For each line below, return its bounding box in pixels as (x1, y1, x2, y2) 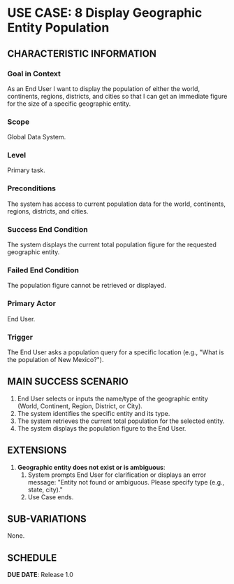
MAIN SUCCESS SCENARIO (7, 376, 129, 388)
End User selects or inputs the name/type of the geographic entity (17, 394, 208, 403)
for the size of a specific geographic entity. (7, 99, 131, 108)
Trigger (7, 332, 34, 342)
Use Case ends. (27, 492, 74, 501)
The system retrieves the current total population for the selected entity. (17, 417, 225, 425)
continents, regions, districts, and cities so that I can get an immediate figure (7, 92, 228, 100)
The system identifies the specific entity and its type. (17, 409, 170, 417)
